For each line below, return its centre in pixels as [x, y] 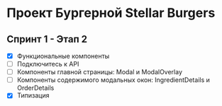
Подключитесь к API [48, 64]
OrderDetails [35, 88]
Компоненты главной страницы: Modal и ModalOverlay [99, 72]
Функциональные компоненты [63, 56]
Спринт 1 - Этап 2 [47, 39]
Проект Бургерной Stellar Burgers [111, 13]
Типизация [33, 95]
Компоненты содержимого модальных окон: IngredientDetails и [113, 80]
